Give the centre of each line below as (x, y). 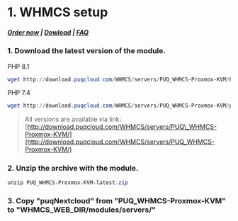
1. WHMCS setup (58, 12)
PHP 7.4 (19, 93)
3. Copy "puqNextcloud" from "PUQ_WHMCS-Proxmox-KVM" (117, 201)
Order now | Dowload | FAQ (48, 32)
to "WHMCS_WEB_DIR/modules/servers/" (81, 210)
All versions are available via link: (73, 119)
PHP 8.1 (18, 66)
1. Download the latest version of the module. (87, 51)
